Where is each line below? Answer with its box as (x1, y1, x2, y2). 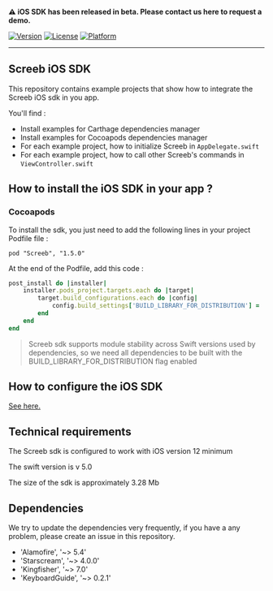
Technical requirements (8, 425, 132, 438)
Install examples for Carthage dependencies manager (19, 123, 201, 133)
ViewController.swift (19, 160, 93, 168)
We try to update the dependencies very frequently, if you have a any (8, 523, 241, 533)
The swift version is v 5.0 (8, 462, 93, 472)
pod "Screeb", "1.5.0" (8, 249, 85, 257)
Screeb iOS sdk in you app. (8, 93, 100, 102)
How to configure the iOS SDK (8, 380, 163, 394)
